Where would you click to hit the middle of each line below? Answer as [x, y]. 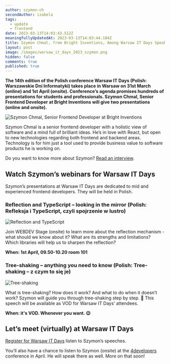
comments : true [21, 62]
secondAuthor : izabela [29, 15]
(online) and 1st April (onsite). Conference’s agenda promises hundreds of [85, 91]
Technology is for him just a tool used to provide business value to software [84, 143]
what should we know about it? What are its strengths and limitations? [78, 237]
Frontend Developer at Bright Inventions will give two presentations [78, 102]
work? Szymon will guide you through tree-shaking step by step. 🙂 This [80, 298]
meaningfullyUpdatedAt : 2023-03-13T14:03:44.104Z [59, 38]
